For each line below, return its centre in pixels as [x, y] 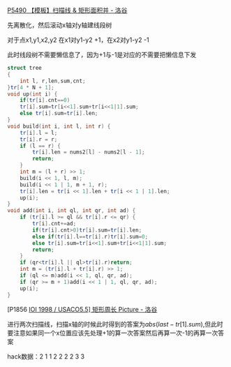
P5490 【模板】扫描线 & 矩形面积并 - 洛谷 [67, 10]
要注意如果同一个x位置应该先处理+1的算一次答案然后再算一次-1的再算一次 [113, 333]
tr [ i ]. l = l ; [39, 133]
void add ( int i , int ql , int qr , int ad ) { [72, 211]
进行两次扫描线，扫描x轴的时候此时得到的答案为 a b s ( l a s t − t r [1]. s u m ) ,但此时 [115, 324]
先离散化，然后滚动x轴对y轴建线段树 [60, 25]
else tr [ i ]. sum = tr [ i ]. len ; [59, 114]
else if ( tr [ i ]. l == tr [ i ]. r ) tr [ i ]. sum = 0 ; [90, 237]
